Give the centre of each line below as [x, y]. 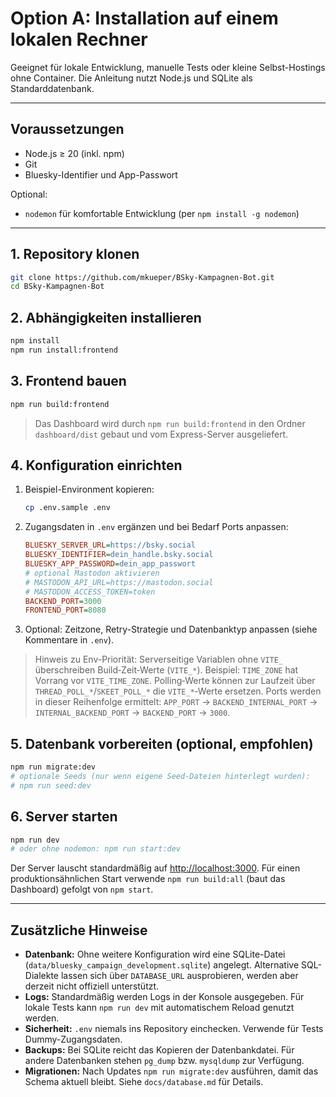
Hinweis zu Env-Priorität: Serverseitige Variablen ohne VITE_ [159, 659]
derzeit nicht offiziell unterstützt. [92, 986]
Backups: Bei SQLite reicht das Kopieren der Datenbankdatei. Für [159, 1050]
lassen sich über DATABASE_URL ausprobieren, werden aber [179, 976]
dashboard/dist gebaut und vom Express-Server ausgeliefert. [161, 434]
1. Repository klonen [75, 254]
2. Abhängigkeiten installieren [106, 317]
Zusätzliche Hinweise [79, 930]
